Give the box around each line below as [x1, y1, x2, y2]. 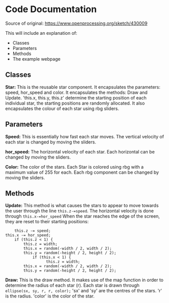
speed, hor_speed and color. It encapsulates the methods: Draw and [5, 89, 148, 95]
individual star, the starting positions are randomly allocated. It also [5, 100, 145, 106]
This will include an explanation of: [5, 30, 77, 36]
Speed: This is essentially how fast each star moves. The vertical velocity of [5, 133, 164, 139]
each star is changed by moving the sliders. [5, 139, 96, 145]
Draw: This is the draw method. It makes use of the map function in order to [5, 277, 163, 283]
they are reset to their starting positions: [5, 219, 89, 225]
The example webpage [12, 56, 61, 62]
